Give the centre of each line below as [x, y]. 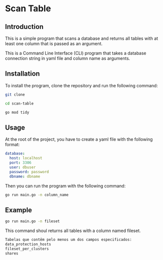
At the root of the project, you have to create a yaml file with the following [79, 139]
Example [19, 210]
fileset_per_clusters [27, 249]
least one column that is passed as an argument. [54, 44]
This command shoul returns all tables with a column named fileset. [73, 231]
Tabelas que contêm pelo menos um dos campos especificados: [69, 240]
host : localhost [26, 158]
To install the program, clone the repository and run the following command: [81, 85]
